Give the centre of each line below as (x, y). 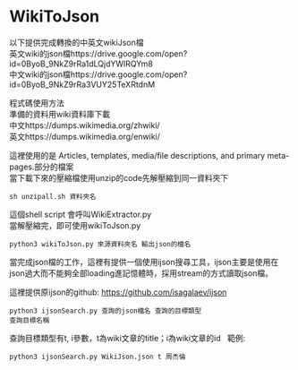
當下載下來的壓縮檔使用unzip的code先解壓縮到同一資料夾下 (119, 177)
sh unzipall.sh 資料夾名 (53, 196)
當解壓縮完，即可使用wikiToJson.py (75, 225)
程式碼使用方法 (37, 103)
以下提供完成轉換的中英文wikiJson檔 (77, 42)
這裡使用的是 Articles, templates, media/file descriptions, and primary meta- (149, 155)
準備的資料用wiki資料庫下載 (60, 114)
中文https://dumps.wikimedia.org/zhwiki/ (85, 125)
